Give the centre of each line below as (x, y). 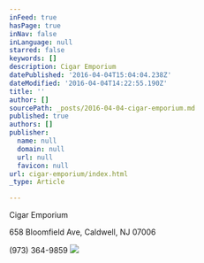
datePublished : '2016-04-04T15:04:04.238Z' (91, 75)
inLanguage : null (41, 42)
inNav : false (33, 34)
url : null (35, 157)
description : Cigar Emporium (63, 67)
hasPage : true (35, 26)
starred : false (37, 50)
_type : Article (37, 182)
